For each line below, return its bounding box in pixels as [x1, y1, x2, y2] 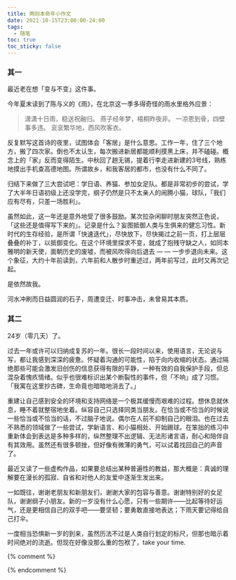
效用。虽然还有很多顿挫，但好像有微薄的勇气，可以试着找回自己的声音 [19, 440, 223, 449]
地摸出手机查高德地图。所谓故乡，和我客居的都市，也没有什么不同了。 [7, 165, 211, 173]
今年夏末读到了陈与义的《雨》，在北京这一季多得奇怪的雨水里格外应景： [7, 100, 214, 108]
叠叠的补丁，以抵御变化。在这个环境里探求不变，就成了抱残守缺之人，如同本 [7, 238, 229, 247]
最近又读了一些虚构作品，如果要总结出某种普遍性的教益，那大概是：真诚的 [7, 464, 223, 472]
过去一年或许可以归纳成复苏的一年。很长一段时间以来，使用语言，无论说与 [7, 346, 223, 355]
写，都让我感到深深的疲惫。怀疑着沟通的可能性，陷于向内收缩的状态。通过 [7, 355, 223, 363]
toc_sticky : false [7, 43, 61, 50]
